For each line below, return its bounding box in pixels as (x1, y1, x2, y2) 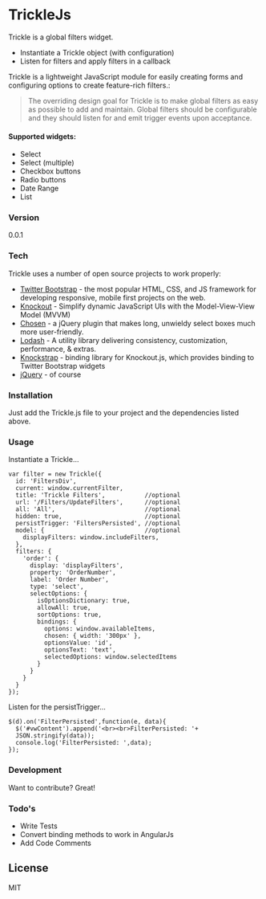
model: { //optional (15, 526, 181, 535)
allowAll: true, (37, 604, 91, 612)
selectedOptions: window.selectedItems (43, 653, 178, 661)
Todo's (8, 803, 36, 814)
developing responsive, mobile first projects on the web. (19, 292, 206, 302)
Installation (8, 390, 54, 401)
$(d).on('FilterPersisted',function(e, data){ (8, 717, 167, 726)
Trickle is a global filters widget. (8, 32, 114, 42)
